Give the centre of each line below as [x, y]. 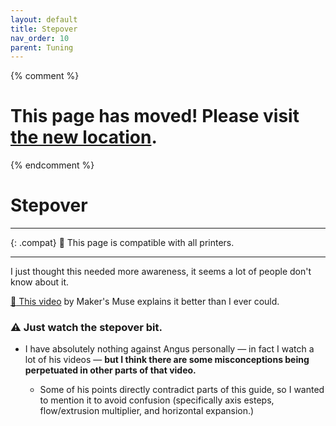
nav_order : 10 [40, 38]
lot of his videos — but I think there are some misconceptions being [167, 360]
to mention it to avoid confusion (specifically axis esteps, [157, 400]
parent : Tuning [42, 47]
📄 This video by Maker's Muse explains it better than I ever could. [145, 302]
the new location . [84, 137]
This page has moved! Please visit [155, 116]
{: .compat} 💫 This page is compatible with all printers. [122, 243]
